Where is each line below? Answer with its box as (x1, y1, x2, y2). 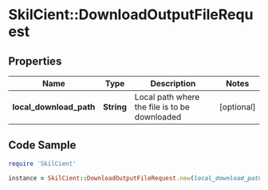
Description (150, 78, 196, 89)
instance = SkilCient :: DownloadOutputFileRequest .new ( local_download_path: (8, 174, 266, 182)
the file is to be (134, 101, 190, 113)
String (103, 101, 128, 113)
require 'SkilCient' (8, 160, 77, 168)
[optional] (219, 101, 256, 113)
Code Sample (8, 138, 77, 152)
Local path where (134, 92, 200, 102)
